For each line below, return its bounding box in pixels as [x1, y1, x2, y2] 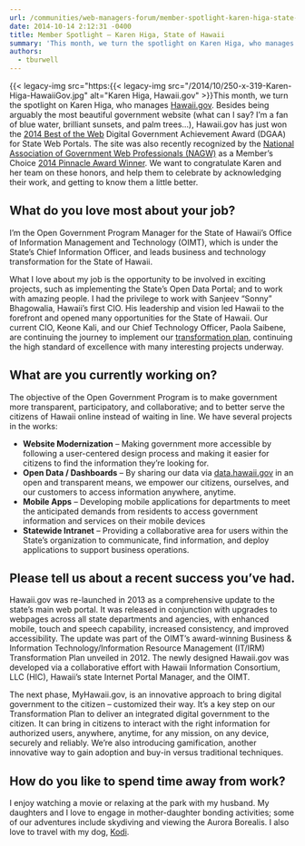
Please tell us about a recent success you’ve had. [9, 571, 295, 586]
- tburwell [17, 55, 59, 64]
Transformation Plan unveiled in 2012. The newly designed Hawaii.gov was [9, 653, 290, 664]
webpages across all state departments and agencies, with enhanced [9, 614, 270, 625]
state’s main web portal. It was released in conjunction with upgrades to [9, 605, 278, 615]
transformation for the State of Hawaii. [9, 256, 153, 267]
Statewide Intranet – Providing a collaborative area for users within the [22, 525, 289, 536]
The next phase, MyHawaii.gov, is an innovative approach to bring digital [9, 689, 281, 700]
